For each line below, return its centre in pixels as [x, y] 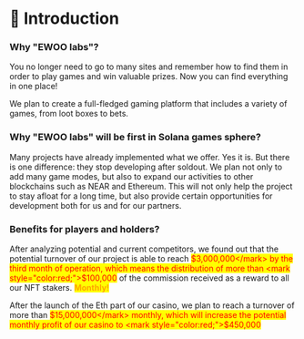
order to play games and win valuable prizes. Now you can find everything [149, 77]
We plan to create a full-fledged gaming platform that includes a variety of [148, 104]
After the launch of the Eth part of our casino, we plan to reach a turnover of [152, 305]
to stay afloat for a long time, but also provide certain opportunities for [141, 196]
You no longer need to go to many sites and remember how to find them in [149, 67]
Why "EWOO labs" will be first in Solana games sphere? [136, 138]
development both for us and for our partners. [96, 205]
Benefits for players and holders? [85, 229]
